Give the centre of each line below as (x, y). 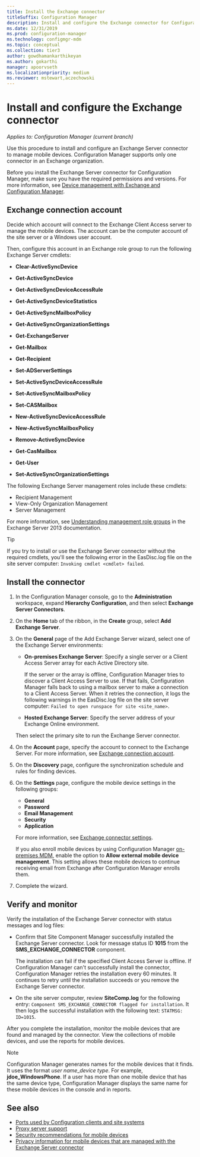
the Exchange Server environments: (59, 645)
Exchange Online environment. (62, 723)
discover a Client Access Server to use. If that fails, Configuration (104, 681)
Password (37, 807)
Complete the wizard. (42, 885)
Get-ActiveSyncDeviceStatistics (56, 301)
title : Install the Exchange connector (56, 12)
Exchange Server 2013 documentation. (54, 528)
